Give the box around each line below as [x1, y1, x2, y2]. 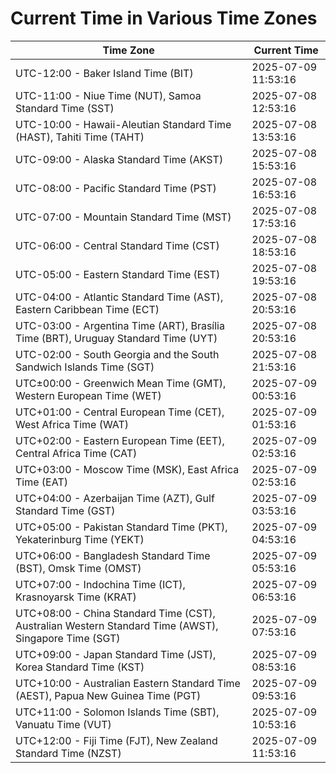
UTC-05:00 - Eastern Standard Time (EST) [15, 267, 221, 281]
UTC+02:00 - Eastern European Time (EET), [15, 433, 225, 447]
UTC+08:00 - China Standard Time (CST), [15, 606, 216, 620]
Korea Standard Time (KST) [15, 660, 145, 674]
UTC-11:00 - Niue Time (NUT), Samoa [15, 88, 202, 102]
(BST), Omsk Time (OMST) [15, 561, 142, 575]
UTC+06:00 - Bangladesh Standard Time [15, 548, 211, 562]
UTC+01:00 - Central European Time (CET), [15, 405, 225, 419]
